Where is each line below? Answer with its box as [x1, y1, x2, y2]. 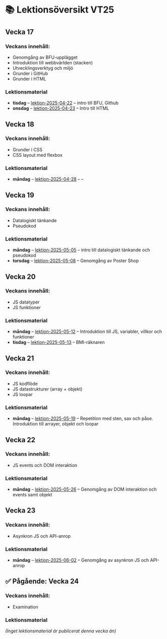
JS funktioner [12, 304, 41, 310]
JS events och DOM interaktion [12, 462, 78, 468]
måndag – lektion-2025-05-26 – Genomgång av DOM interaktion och [12, 486, 157, 492]
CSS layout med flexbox [12, 152, 63, 158]
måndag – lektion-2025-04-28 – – [12, 176, 84, 182]
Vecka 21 [5, 354, 34, 362]
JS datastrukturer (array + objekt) [12, 386, 83, 392]
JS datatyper [12, 299, 40, 305]
